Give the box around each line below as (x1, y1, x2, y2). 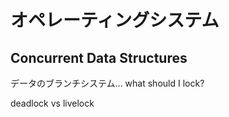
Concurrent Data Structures (10, 49, 188, 66)
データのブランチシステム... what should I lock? (10, 77, 205, 89)
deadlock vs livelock (10, 97, 95, 109)
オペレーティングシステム (10, 9, 220, 32)
